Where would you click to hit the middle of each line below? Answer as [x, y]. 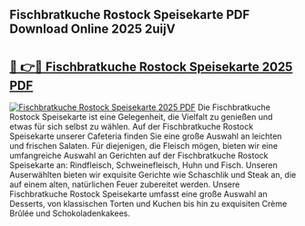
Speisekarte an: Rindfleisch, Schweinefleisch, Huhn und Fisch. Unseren [143, 165]
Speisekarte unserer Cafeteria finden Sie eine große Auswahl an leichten [146, 136]
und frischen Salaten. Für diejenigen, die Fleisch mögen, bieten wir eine [144, 146]
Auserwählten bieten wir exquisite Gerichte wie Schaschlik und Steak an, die [153, 175]
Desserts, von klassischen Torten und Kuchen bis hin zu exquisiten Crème [148, 204]
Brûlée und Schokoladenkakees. [70, 213]
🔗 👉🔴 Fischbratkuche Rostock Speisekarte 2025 [151, 67]
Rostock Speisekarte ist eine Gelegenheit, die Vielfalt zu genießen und [141, 117]
